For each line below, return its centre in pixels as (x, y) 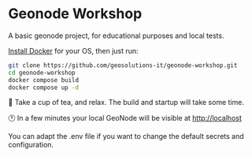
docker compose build (44, 80)
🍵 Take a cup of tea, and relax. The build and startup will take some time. (126, 103)
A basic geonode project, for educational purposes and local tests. (116, 36)
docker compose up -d (44, 88)
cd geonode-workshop (42, 73)
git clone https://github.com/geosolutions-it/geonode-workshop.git (123, 65)
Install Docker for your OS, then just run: (74, 50)
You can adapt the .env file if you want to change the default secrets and (126, 136)
